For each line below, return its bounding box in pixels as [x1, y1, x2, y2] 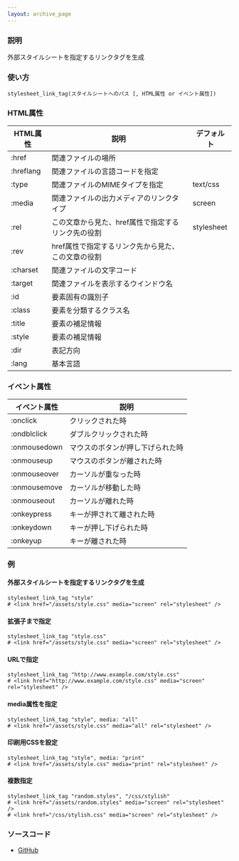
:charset [11, 264, 38, 274]
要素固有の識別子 [51, 292, 109, 301]
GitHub [17, 846, 39, 855]
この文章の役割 [51, 252, 102, 262]
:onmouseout [11, 495, 55, 505]
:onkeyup [11, 535, 43, 545]
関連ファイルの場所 [51, 153, 116, 163]
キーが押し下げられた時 [69, 522, 148, 532]
